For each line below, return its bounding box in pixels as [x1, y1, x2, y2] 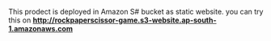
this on [8, 15, 32, 25]
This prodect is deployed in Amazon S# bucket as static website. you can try [8, 7, 264, 16]
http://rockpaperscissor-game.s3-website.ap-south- [32, 15, 217, 25]
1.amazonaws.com [8, 24, 73, 33]
